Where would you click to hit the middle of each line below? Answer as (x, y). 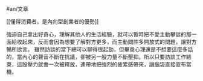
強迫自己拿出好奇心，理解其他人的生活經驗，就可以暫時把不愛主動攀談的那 (99, 34)
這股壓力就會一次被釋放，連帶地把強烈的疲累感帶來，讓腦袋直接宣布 (101, 64)
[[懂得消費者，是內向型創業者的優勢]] (53, 22)
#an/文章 (18, 9)
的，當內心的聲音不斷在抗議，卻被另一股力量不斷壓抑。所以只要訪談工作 (96, 57)
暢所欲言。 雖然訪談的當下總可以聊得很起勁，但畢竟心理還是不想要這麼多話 (100, 49)
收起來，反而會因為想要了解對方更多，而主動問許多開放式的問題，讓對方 (107, 42)
